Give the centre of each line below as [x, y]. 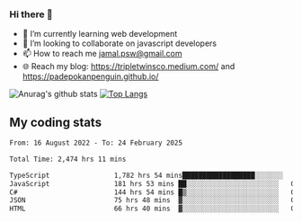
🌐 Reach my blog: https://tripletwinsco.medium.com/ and [129, 67]
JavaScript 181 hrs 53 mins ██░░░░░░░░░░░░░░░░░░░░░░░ [144, 183]
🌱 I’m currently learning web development [100, 34]
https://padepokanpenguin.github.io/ [90, 76]
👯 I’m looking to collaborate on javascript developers [120, 43]
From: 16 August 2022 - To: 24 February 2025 [96, 143]
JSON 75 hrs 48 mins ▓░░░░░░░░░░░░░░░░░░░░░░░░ [144, 200]
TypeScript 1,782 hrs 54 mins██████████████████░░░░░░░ [146, 175]
